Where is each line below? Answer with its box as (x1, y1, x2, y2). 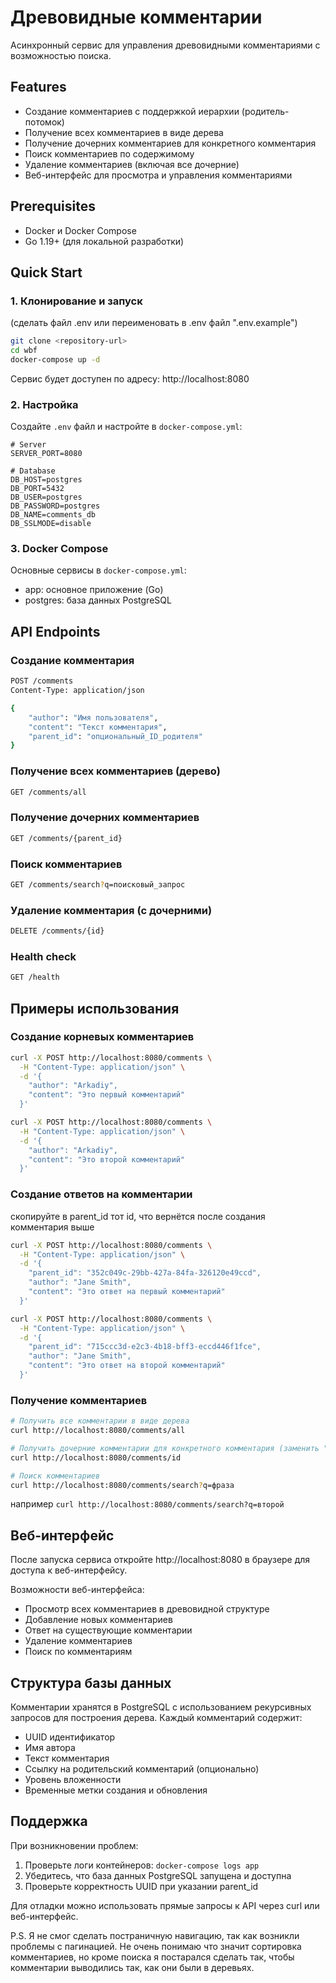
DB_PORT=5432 (10, 484, 65, 494)
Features (10, 79, 67, 96)
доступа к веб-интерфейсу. (10, 1564, 128, 1576)
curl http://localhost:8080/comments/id (10, 1452, 182, 1463)
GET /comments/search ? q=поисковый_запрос (10, 879, 186, 890)
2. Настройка (10, 397, 79, 411)
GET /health (10, 972, 60, 983)
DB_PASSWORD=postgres (10, 501, 101, 511)
